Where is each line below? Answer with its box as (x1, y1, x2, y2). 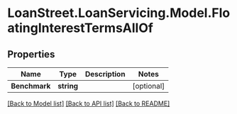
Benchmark (11, 81, 51, 91)
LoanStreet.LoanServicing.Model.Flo (7, 5, 231, 21)
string (57, 81, 79, 91)
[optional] (132, 81, 165, 91)
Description (84, 69, 126, 79)
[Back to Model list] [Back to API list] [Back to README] (7, 99, 170, 108)
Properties (7, 48, 55, 60)
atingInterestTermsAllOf (7, 20, 154, 36)
